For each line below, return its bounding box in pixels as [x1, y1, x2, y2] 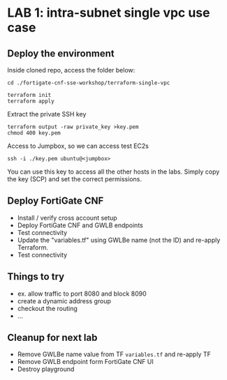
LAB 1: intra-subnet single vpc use [7, 5, 210, 21]
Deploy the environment [7, 47, 115, 59]
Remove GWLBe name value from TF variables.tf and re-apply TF [17, 350, 211, 358]
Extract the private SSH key [7, 110, 87, 118]
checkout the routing [17, 304, 78, 312]
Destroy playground [17, 365, 75, 374]
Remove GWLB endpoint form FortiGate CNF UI [17, 358, 154, 366]
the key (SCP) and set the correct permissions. [7, 175, 142, 183]
